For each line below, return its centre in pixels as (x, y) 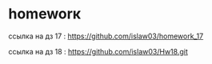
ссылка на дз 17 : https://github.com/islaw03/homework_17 (106, 36)
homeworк (45, 14)
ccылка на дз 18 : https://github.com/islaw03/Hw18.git (98, 51)
